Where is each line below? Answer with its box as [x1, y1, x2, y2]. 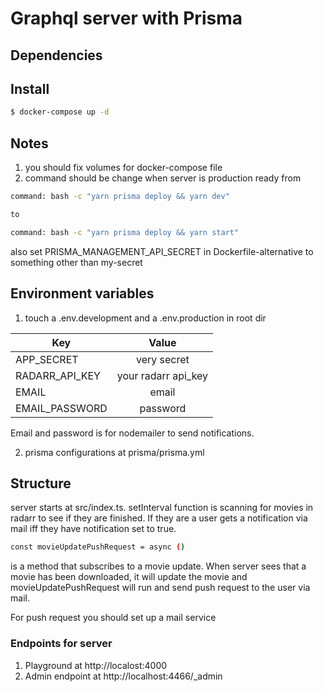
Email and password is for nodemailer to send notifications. [10, 427, 255, 439]
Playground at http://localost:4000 [24, 659, 168, 671]
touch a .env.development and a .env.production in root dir [24, 312, 267, 324]
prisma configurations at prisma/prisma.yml [24, 446, 205, 458]
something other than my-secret [10, 256, 143, 268]
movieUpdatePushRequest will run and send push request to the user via [10, 582, 311, 594]
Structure [10, 475, 72, 492]
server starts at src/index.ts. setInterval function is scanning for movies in [10, 502, 314, 514]
